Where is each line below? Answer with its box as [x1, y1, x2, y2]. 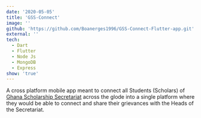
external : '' [6, 31, 39, 37]
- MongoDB [11, 59, 36, 65]
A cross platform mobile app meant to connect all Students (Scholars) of [6, 87, 185, 94]
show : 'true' [6, 70, 39, 76]
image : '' [6, 20, 31, 26]
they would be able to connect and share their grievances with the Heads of [6, 100, 194, 107]
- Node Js [11, 54, 36, 60]
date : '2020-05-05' [6, 8, 55, 15]
